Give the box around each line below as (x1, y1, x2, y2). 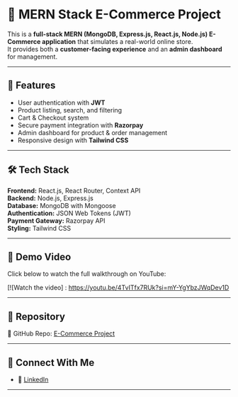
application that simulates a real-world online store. (42, 37, 193, 45)
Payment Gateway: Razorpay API (7, 216, 106, 225)
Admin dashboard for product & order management (17, 128, 168, 137)
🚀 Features (7, 79, 56, 91)
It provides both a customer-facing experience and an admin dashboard (7, 45, 222, 53)
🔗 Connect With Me (7, 357, 95, 369)
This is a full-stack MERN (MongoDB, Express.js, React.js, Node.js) (7, 30, 208, 38)
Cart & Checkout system (17, 113, 89, 122)
